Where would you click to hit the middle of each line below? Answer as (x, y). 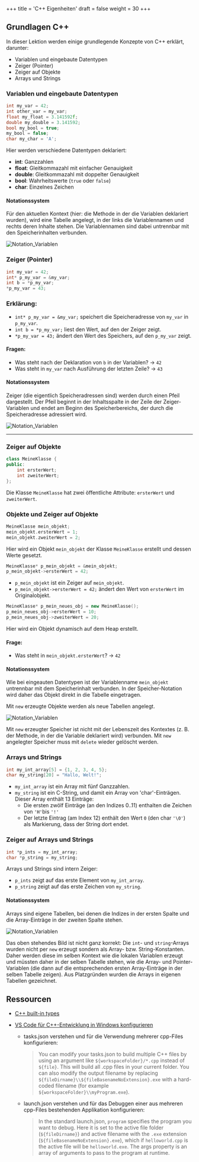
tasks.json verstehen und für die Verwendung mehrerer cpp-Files (103, 1036)
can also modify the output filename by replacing (98, 1073)
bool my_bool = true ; (33, 128)
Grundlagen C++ (38, 27)
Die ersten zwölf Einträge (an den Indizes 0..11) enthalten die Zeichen (107, 805)
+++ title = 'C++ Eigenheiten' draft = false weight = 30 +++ (78, 9)
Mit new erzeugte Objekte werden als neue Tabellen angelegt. (81, 706)
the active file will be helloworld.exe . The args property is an (113, 1147)
